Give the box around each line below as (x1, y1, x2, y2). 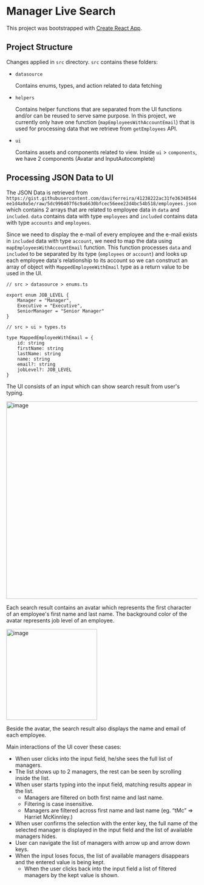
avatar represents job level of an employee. (6, 616, 115, 624)
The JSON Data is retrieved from (6, 189, 88, 196)
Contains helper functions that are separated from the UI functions (15, 105, 182, 113)
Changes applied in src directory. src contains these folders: (6, 58, 158, 65)
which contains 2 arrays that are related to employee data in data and (6, 206, 180, 213)
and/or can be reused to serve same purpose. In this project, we (15, 111, 176, 119)
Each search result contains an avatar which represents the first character (6, 604, 192, 611)
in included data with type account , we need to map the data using (6, 237, 172, 244)
